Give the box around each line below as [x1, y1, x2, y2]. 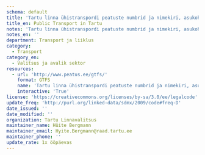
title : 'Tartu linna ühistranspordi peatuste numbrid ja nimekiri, [6, 15, 182, 21]
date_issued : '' [6, 105, 48, 112]
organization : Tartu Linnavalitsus [6, 117, 97, 123]
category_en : [6, 54, 40, 60]
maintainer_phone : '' [6, 134, 62, 140]
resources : [6, 65, 34, 72]
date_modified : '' [6, 111, 53, 117]
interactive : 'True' [17, 88, 70, 95]
